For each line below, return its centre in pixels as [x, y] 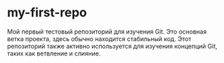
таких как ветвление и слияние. [54, 53]
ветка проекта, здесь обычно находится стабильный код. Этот [99, 38]
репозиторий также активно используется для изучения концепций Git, [112, 46]
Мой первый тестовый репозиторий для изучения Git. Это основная [107, 32]
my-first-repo [47, 13]
